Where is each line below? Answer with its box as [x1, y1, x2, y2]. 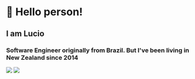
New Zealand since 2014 [6, 53, 79, 61]
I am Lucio [6, 29, 45, 39]
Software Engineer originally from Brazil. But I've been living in [6, 46, 190, 54]
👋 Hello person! [6, 5, 83, 19]
